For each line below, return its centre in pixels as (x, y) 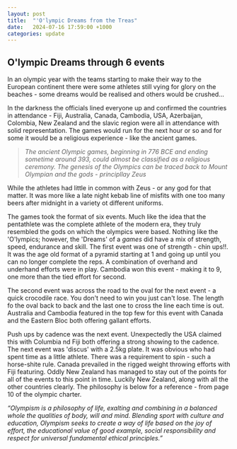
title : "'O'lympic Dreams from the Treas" (73, 21)
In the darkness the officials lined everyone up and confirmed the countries (117, 108)
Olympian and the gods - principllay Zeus (85, 175)
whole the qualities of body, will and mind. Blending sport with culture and (116, 416)
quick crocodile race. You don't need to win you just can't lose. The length (116, 298)
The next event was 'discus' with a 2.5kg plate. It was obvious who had (111, 349)
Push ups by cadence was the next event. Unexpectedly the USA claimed (114, 334)
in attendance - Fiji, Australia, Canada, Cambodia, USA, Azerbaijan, (105, 116)
